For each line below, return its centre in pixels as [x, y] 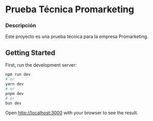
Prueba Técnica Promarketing [70, 9]
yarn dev [15, 84]
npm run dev [18, 75]
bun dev [14, 103]
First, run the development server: [41, 65]
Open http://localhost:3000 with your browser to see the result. [72, 113]
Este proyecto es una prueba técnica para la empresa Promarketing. [77, 36]
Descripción [21, 26]
